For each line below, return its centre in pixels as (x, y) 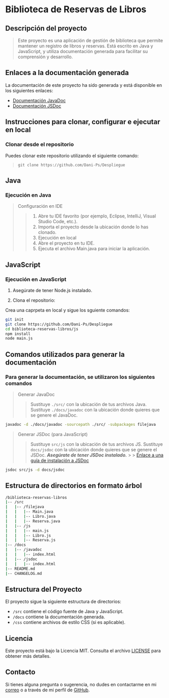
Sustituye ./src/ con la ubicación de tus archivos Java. (88, 404)
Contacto (20, 672)
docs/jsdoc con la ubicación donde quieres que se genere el (94, 449)
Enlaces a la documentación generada (67, 73)
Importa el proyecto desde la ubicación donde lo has (93, 227)
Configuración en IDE (40, 206)
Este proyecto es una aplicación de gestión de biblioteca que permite (90, 40)
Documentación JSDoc (37, 106)
